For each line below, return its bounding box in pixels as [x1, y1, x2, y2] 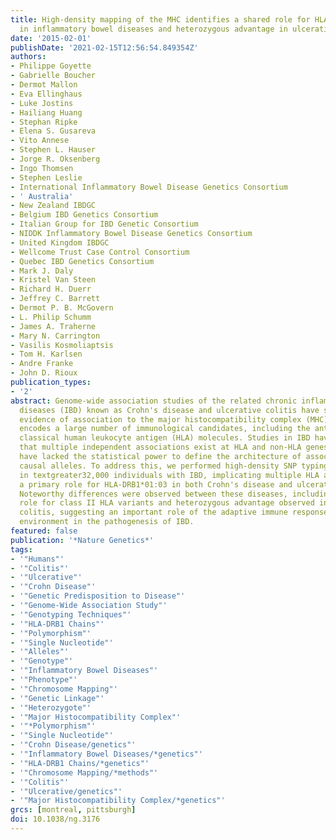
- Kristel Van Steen [10, 275, 97, 285]
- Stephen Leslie [10, 172, 83, 183]
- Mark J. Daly [10, 266, 74, 276]
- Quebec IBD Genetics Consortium [10, 256, 155, 266]
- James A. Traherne [10, 321, 97, 331]
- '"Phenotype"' [10, 675, 78, 685]
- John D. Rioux [10, 368, 78, 378]
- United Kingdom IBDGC [10, 237, 110, 248]
